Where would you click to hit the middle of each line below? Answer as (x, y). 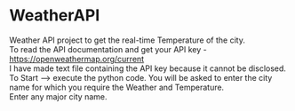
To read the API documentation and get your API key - (108, 49)
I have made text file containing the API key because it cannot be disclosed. (148, 68)
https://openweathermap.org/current (77, 59)
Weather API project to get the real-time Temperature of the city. (128, 40)
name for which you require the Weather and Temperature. (117, 87)
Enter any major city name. (58, 96)
